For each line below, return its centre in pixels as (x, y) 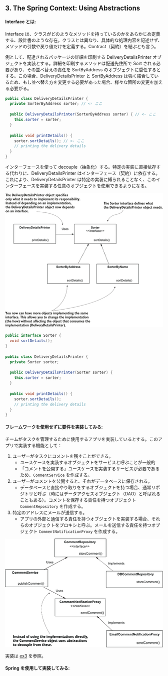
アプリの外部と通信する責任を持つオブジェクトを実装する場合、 (85, 518)
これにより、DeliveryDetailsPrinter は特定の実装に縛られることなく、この (80, 180)
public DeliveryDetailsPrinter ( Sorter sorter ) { (61, 373)
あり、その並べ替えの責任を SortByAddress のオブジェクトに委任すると (87, 69)
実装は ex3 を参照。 (26, 656)
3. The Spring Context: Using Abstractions (73, 8)
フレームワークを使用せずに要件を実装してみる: (54, 427)
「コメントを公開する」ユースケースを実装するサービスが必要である (90, 468)
